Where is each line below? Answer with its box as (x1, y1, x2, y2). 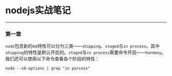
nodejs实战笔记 (5, 5, 71, 16)
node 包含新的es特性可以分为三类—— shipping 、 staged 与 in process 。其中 (5, 43, 160, 49)
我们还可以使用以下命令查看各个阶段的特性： (5, 56, 100, 62)
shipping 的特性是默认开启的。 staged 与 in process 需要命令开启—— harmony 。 (5, 49, 166, 56)
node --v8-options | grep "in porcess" (5, 66, 91, 71)
